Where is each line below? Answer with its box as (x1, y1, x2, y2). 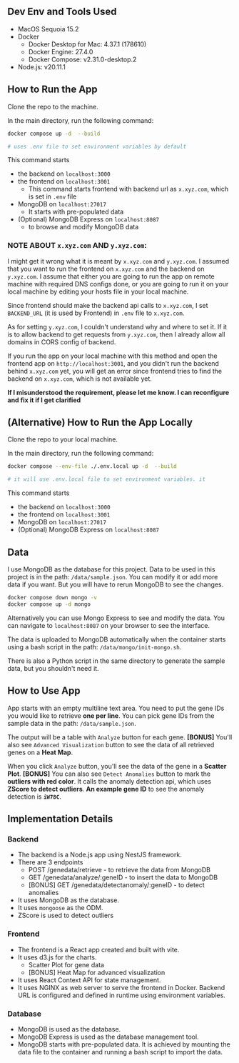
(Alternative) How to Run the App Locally (7, 416, 193, 429)
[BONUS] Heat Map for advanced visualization (28, 968, 166, 977)
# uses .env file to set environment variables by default (7, 143, 187, 150)
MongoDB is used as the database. (17, 1024, 121, 1033)
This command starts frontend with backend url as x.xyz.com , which (28, 185, 229, 194)
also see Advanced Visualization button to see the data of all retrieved (7, 740, 215, 749)
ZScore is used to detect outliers (17, 911, 114, 920)
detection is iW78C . (7, 792, 62, 801)
